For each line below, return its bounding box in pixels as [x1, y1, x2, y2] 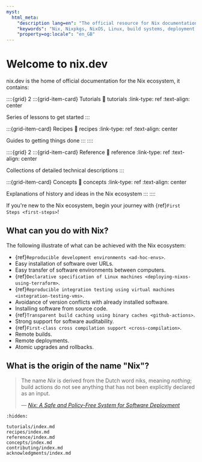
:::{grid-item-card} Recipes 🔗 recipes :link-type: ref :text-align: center [6, 125, 178, 133]
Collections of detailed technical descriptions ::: [6, 167, 124, 174]
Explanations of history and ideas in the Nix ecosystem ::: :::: [6, 190, 156, 197]
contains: [6, 84, 29, 91]
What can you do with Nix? [6, 226, 109, 236]
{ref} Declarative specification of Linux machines [14, 272, 142, 280]
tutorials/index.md [6, 423, 55, 429]
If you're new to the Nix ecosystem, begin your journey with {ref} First [6, 202, 181, 209]
